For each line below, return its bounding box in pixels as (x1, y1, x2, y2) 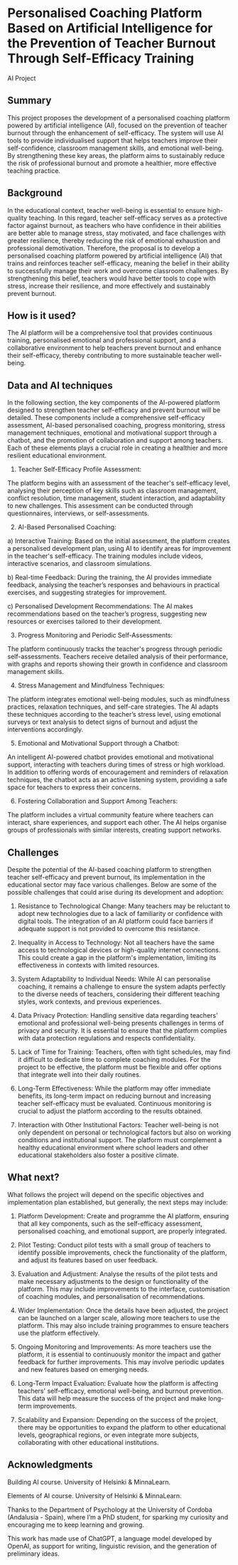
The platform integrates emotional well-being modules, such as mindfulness (7, 695, 230, 704)
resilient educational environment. (7, 451, 107, 460)
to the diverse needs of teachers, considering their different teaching (17, 990, 220, 998)
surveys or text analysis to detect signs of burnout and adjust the (7, 717, 198, 727)
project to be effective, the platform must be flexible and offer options (17, 1063, 222, 1071)
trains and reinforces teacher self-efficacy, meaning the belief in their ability (7, 258, 229, 268)
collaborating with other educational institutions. (17, 1438, 159, 1446)
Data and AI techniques (7, 379, 114, 391)
